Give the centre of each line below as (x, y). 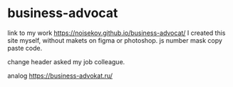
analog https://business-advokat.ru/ (60, 76)
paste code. (25, 48)
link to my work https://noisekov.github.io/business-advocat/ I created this (116, 33)
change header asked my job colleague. (66, 61)
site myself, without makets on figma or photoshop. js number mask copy (115, 40)
